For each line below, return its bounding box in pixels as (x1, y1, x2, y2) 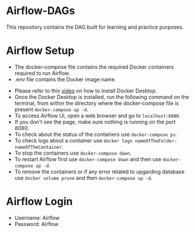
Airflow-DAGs (6, 4, 75, 18)
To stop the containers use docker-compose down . (14, 149, 132, 156)
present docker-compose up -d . (14, 105, 89, 112)
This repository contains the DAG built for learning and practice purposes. (6, 23, 184, 30)
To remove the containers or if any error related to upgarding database (14, 168, 185, 175)
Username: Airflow (14, 214, 60, 221)
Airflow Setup (6, 44, 75, 57)
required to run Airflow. (14, 69, 71, 77)
